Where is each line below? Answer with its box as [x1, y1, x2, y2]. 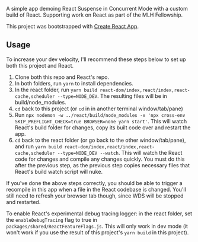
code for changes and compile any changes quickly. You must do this [14, 155, 185, 163]
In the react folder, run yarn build [14, 86, 98, 93]
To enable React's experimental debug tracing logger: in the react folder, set [6, 210, 193, 217]
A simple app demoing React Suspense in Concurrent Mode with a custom [6, 5, 189, 12]
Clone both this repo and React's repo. [14, 74, 110, 81]
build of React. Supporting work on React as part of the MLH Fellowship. [6, 11, 183, 18]
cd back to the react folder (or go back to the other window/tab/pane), [14, 136, 186, 144]
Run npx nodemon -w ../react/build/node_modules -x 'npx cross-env [14, 111, 186, 118]
